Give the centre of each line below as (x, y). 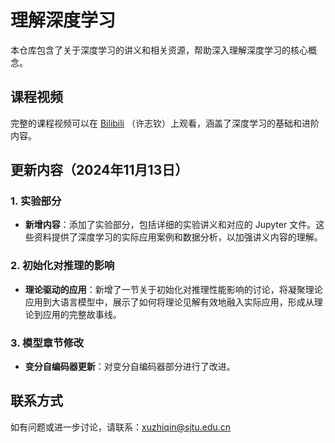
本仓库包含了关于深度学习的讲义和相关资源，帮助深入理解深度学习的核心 (159, 50)
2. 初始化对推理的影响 (62, 266)
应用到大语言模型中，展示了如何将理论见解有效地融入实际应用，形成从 (169, 302)
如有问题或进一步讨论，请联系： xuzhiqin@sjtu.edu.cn (121, 427)
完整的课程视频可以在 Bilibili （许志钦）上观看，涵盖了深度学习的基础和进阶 (165, 123)
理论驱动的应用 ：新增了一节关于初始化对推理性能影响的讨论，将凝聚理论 (173, 289)
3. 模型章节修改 (47, 343)
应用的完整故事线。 (82, 314)
